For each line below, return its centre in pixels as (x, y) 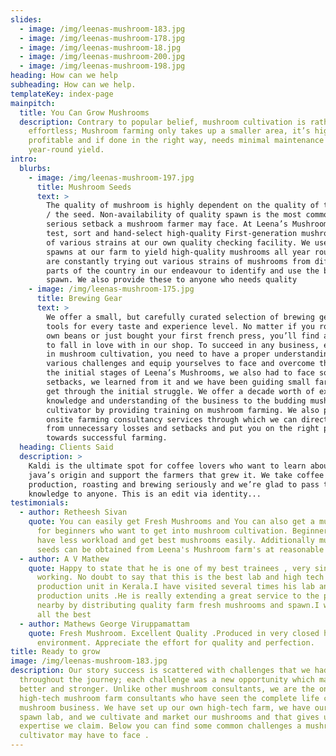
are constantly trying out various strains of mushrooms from (178, 261)
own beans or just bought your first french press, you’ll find (183, 336)
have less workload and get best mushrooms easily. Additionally (175, 540)
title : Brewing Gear (79, 299)
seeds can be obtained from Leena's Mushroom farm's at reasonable (180, 549)
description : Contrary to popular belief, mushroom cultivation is (163, 122)
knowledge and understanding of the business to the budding (176, 401)
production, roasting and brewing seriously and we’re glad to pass (174, 484)
